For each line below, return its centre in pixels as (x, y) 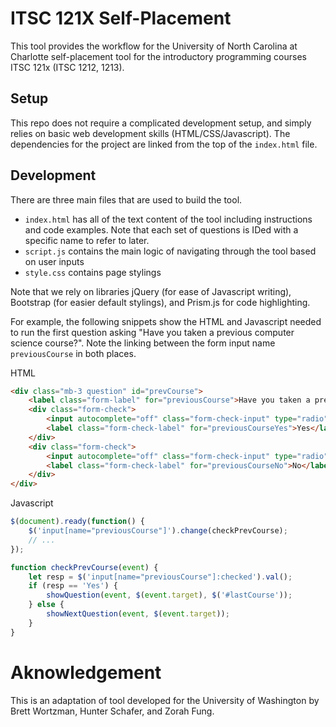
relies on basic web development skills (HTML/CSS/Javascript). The (150, 133)
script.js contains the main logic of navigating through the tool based (170, 251)
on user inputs (54, 261)
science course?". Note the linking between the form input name (143, 343)
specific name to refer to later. (87, 240)
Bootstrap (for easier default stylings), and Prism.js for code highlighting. (160, 302)
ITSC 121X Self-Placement (121, 18)
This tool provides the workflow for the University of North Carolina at (154, 46)
